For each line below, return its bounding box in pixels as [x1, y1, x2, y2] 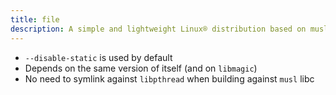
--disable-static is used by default [24, 51, 173, 63]
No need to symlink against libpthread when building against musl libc [24, 72, 315, 85]
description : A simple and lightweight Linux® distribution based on [10, 24, 307, 34]
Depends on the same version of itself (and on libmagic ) [24, 62, 258, 74]
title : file [10, 14, 60, 25]
